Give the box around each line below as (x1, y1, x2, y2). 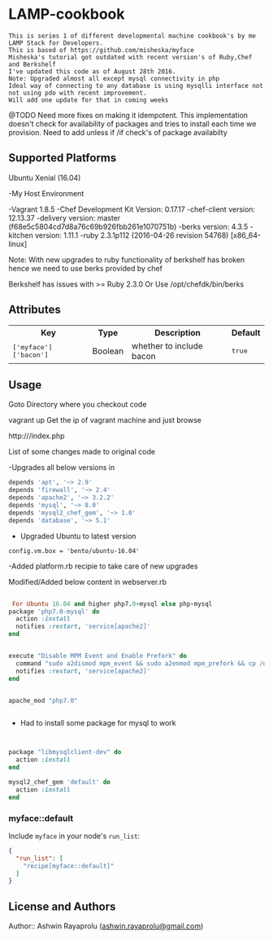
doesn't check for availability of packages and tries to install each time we (8, 119, 257, 129)
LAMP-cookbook (8, 5, 125, 24)
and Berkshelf (8, 60, 57, 68)
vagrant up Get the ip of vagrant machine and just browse (8, 415, 201, 425)
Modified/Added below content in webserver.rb (8, 577, 167, 586)
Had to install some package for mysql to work (19, 718, 176, 728)
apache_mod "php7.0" (8, 696, 79, 704)
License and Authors (8, 899, 116, 913)
